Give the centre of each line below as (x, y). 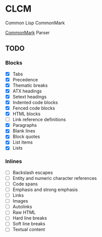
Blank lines (24, 131)
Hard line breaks (30, 218)
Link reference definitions (39, 120)
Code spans (25, 184)
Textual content (29, 229)
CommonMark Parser (28, 32)
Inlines (14, 161)
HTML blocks (27, 114)
